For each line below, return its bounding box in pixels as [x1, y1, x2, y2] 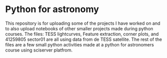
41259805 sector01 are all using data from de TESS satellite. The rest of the [5, 36, 162, 42]
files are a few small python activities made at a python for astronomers [5, 41, 154, 47]
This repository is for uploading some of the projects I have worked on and [5, 20, 160, 26]
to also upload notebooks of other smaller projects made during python [5, 25, 153, 31]
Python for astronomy [5, 4, 99, 15]
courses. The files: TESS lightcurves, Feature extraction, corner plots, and [5, 31, 159, 37]
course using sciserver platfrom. [5, 47, 73, 53]
